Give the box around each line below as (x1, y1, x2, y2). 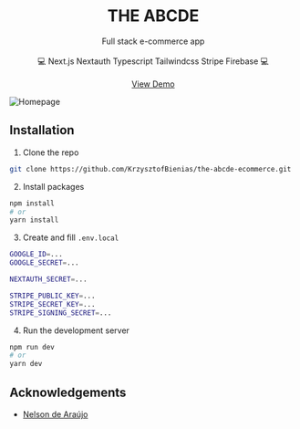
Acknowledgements (9, 384, 127, 400)
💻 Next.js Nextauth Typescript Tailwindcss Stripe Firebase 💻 (37, 56, 269, 67)
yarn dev (9, 360, 43, 369)
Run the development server (22, 325, 130, 336)
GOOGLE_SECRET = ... (9, 258, 79, 267)
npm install (9, 198, 55, 208)
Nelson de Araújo (22, 408, 88, 420)
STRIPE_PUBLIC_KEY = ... (9, 291, 96, 300)
